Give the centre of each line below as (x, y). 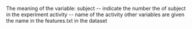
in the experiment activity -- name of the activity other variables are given (95, 14)
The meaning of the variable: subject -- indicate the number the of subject (96, 8)
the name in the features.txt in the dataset (57, 21)
